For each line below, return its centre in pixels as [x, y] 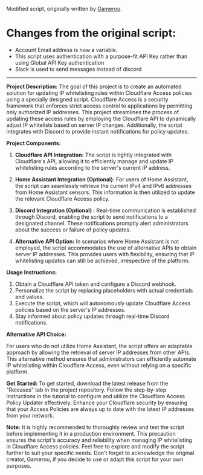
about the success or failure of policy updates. [73, 230]
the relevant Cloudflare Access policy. [62, 198]
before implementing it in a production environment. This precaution [91, 433]
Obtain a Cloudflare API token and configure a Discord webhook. [95, 284]
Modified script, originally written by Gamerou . [64, 9]
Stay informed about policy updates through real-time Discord [92, 316]
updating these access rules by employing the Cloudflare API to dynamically [101, 118]
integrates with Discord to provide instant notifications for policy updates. [98, 131]
